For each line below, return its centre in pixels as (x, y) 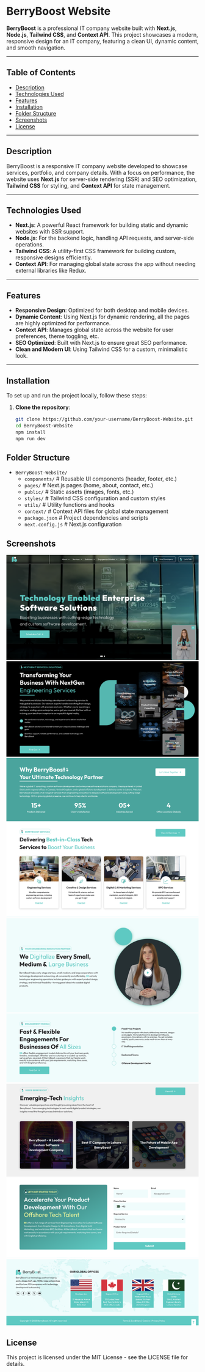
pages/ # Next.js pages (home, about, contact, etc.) (89, 485)
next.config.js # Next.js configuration (73, 525)
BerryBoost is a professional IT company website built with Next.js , (92, 28)
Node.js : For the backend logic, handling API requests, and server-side (104, 238)
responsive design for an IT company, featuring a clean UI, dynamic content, (103, 41)
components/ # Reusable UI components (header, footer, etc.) (100, 479)
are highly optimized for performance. (63, 323)
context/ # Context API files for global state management (96, 511)
